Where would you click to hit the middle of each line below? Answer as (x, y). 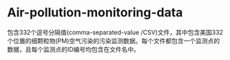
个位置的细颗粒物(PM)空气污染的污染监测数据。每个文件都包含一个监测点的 (114, 41)
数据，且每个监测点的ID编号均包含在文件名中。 (73, 49)
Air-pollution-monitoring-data (95, 13)
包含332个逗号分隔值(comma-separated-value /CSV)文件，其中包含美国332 (115, 32)
